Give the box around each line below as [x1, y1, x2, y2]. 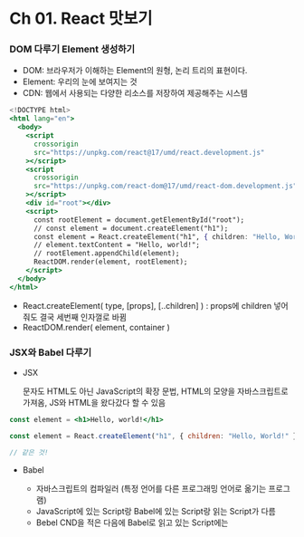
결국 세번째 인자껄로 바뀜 [39, 312, 127, 322]
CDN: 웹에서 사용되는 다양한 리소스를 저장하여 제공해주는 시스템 [22, 88, 249, 99]
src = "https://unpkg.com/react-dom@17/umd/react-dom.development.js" [33, 182, 298, 191]
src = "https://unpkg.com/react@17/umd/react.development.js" [33, 148, 265, 157]
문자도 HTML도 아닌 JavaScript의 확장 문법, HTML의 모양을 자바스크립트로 [22, 386, 289, 397]
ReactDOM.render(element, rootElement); [33, 257, 188, 267]
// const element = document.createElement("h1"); [33, 224, 229, 233]
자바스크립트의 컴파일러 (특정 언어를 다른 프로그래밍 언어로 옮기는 [35, 483, 267, 494]
